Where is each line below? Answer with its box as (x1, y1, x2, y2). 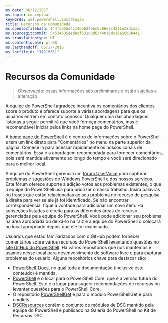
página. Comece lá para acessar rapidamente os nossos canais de (5, 144, 143, 151)
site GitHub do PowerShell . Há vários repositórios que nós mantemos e (5, 245, 152, 251)
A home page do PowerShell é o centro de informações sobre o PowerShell (5, 134, 161, 140)
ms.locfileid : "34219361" (5, 49, 59, 54)
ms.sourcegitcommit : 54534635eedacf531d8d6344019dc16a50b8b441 (5, 31, 140, 36)
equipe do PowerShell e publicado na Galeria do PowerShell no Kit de (12, 307, 156, 313)
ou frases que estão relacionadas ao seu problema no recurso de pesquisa (5, 192, 160, 198)
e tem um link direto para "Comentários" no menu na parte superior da (5, 139, 151, 145)
